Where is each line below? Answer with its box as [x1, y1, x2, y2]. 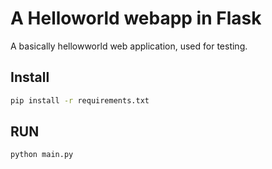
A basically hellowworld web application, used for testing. [10, 40, 248, 52]
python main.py [10, 150, 74, 160]
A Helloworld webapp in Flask [10, 7, 262, 30]
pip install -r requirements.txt [10, 95, 150, 106]
